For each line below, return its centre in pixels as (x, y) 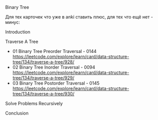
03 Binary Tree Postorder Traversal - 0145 (56, 83)
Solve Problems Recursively (34, 103)
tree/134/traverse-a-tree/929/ (43, 78)
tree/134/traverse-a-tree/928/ (43, 62)
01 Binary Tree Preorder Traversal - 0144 (54, 51)
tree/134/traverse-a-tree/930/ (43, 94)
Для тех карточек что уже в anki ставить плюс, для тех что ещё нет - (79, 17)
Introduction (18, 32)
